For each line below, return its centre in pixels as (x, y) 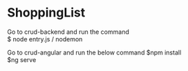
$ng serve (22, 59)
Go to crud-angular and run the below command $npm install (94, 52)
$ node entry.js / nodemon (45, 39)
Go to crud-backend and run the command (68, 32)
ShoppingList (46, 13)
